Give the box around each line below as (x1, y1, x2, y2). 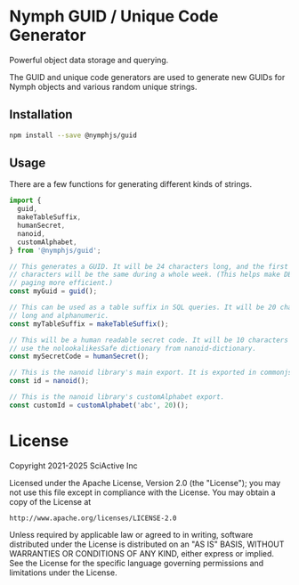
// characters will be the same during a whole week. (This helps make (9, 270, 280, 280)
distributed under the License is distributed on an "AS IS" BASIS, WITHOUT (9, 539, 285, 549)
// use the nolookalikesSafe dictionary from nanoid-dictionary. (9, 344, 256, 353)
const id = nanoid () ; (9, 377, 90, 386)
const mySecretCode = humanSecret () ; (9, 352, 149, 362)
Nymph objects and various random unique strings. (9, 81, 198, 92)
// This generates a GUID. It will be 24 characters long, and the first (9, 262, 289, 271)
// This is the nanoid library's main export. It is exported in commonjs (9, 368, 293, 378)
